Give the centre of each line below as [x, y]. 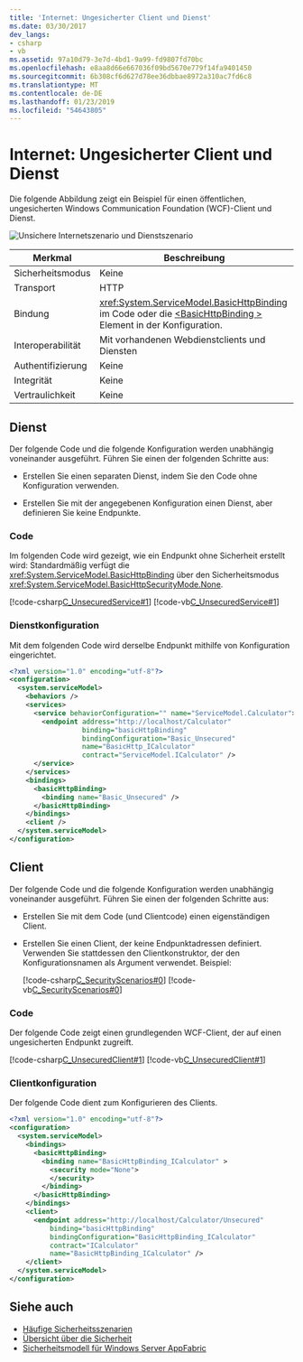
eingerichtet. [33, 655]
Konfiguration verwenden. [71, 485]
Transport [35, 288]
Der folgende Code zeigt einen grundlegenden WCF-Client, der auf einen [146, 1033]
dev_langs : [30, 34]
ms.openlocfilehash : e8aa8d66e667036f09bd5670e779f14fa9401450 [131, 69]
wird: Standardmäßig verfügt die [69, 565]
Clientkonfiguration [53, 1083]
